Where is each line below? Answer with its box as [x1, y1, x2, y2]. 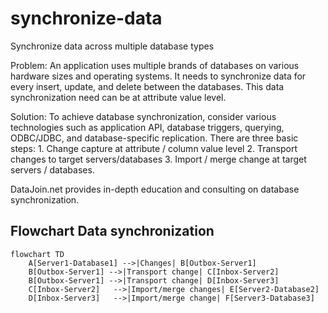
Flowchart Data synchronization [10, 223, 215, 240]
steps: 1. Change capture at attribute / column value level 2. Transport [10, 142, 298, 154]
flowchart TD [10, 249, 65, 259]
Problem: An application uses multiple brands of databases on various [10, 59, 300, 71]
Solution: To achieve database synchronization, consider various [10, 110, 277, 122]
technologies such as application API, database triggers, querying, [10, 121, 285, 133]
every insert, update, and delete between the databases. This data [10, 80, 285, 92]
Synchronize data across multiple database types [10, 40, 215, 52]
